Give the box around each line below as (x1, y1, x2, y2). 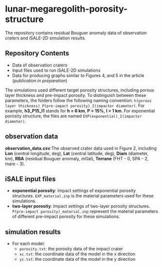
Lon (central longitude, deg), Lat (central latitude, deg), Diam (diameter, (5, 150, 149, 156)
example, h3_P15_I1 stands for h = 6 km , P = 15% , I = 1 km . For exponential (5, 108, 155, 114)
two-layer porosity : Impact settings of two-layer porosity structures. (12, 203, 150, 209)
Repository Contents (5, 49, 70, 57)
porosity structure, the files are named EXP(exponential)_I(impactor (5, 113, 142, 119)
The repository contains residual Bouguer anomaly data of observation (5, 30, 147, 36)
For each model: (12, 241, 45, 247)
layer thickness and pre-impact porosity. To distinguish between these (5, 92, 146, 98)
